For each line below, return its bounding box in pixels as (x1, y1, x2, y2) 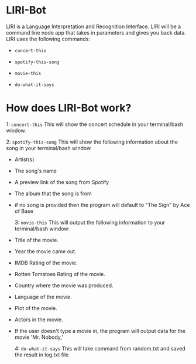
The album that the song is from (14, 190, 92, 197)
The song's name (14, 167, 57, 174)
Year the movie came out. (14, 247, 77, 255)
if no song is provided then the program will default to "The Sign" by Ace (14, 201, 190, 208)
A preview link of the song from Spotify (14, 178, 109, 185)
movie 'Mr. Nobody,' (14, 334, 63, 341)
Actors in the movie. (14, 316, 63, 323)
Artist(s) (14, 156, 35, 163)
